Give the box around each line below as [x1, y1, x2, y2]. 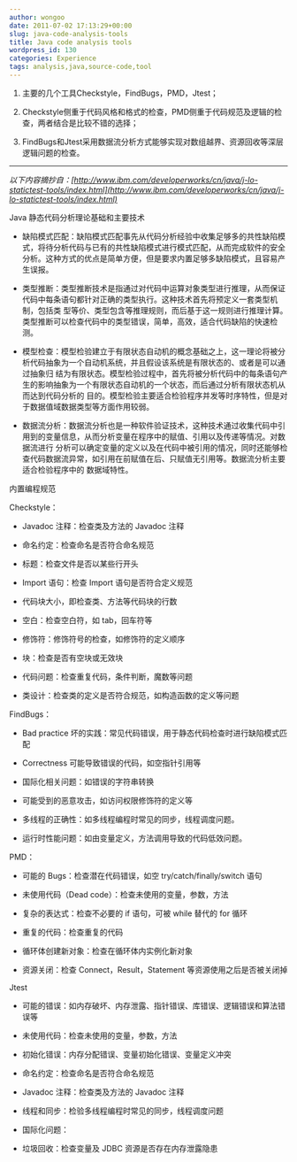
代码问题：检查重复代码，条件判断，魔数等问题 [21, 671, 193, 681]
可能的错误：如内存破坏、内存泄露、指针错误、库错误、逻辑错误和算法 [21, 1000, 278, 1011]
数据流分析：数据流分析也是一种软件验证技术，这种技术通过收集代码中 [21, 419, 278, 430]
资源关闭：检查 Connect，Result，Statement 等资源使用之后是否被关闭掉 [21, 964, 288, 974]
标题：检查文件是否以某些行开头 [21, 558, 139, 569]
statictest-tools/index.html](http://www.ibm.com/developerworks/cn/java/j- [9, 184, 285, 195]
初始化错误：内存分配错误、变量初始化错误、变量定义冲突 [21, 1049, 232, 1059]
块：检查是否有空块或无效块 [21, 652, 124, 663]
